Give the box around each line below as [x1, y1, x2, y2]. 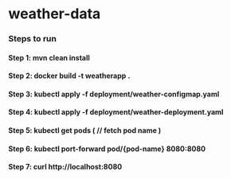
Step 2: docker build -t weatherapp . [8, 71, 131, 80]
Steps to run [8, 33, 57, 45]
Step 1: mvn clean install [8, 53, 90, 62]
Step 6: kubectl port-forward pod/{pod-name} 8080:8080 [8, 144, 206, 154]
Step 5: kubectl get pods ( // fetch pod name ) [8, 126, 162, 135]
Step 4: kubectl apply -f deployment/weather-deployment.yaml [8, 107, 224, 117]
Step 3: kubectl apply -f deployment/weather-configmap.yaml [8, 89, 220, 99]
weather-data [8, 5, 101, 23]
